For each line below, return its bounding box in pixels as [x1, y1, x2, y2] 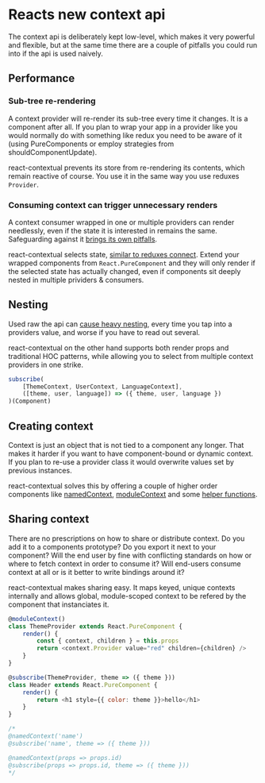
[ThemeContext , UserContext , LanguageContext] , [22, 383, 182, 391]
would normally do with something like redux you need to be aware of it [8, 130, 242, 140]
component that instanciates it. [8, 600, 109, 609]
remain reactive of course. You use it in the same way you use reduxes [8, 171, 240, 180]
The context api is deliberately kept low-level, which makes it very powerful [8, 32, 255, 41]
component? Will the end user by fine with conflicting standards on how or [8, 550, 252, 560]
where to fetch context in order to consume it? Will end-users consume [8, 558, 241, 569]
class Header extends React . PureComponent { [8, 681, 158, 688]
